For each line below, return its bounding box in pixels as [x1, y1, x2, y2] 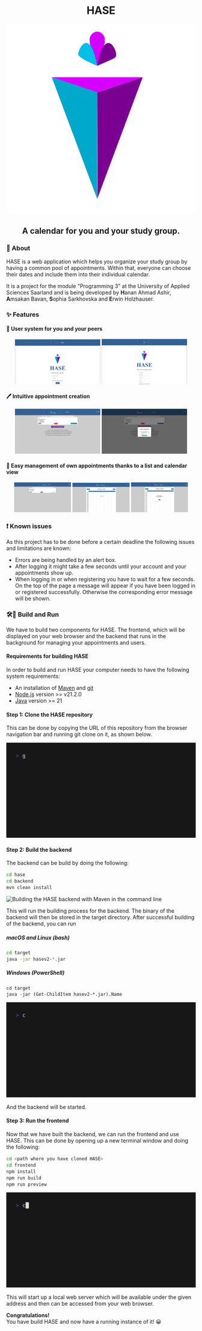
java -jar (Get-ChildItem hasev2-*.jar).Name [6, 991, 122, 997]
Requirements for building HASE [6, 653, 89, 660]
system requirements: [6, 672, 60, 680]
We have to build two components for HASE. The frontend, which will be [6, 626, 185, 633]
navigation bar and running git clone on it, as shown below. [6, 731, 152, 738]
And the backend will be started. [6, 1103, 87, 1111]
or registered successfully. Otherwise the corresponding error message [14, 588, 193, 595]
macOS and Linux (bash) [6, 934, 70, 941]
